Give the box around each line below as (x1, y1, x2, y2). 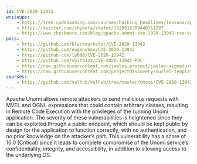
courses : (6, 74, 28, 80)
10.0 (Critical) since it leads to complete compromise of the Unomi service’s (6, 139, 189, 146)
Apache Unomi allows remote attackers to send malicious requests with (6, 95, 179, 102)
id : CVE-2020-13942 (6, 8, 54, 15)
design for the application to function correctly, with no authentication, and (6, 127, 187, 134)
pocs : (6, 36, 19, 42)
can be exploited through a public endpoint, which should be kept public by (6, 121, 188, 127)
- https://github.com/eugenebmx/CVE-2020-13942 (16, 47, 135, 53)
